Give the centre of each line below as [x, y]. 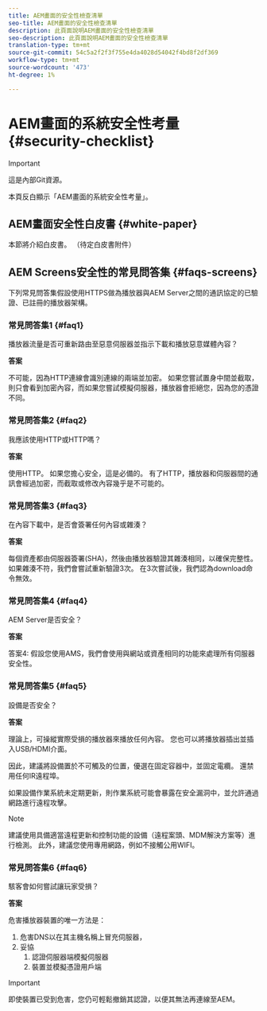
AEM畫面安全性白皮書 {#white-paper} [103, 224]
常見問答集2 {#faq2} [48, 420]
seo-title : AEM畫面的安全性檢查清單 [63, 23]
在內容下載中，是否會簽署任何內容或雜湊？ [78, 525]
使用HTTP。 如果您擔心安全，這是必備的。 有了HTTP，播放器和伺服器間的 [130, 473]
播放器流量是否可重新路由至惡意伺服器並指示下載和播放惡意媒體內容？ [123, 344]
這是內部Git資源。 [37, 179]
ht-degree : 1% [32, 75]
